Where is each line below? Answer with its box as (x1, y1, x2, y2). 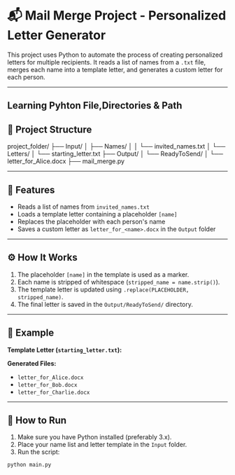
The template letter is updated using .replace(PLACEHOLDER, (17, 285, 190, 294)
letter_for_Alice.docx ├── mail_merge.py (7, 157, 124, 165)
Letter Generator (7, 27, 106, 43)
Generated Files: (7, 359, 57, 367)
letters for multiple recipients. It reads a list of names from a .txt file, (7, 57, 206, 66)
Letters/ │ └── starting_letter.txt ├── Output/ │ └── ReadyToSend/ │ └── (7, 150, 224, 158)
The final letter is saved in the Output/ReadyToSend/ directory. (17, 300, 194, 308)
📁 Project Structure (7, 123, 92, 135)
